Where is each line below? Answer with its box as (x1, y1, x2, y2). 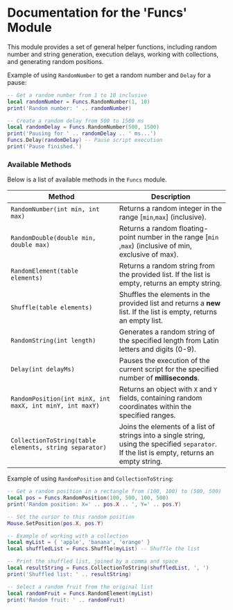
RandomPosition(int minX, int (10, 395, 111, 403)
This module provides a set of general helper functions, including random (7, 42, 217, 51)
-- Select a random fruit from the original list (7, 583, 154, 591)
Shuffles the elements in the (119, 290, 210, 300)
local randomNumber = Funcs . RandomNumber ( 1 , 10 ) (7, 98, 150, 105)
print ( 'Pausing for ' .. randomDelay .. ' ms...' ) (7, 130, 157, 137)
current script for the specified (119, 364, 219, 374)
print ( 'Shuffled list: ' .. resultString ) (7, 570, 132, 578)
